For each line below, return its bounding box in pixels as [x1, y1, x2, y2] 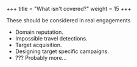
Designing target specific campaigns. [15, 48, 110, 55]
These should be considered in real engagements [6, 17, 131, 24]
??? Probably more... [15, 54, 67, 61]
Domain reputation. [15, 28, 64, 36]
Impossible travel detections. [15, 35, 88, 42]
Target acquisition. [15, 42, 62, 48]
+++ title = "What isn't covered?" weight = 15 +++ [6, 5, 132, 12]
